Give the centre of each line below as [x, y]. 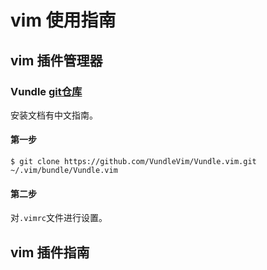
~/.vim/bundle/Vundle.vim [64, 171]
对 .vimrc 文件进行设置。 [59, 218]
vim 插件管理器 [56, 60]
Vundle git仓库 [46, 91]
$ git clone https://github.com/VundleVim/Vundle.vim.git [133, 162]
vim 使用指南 [63, 20]
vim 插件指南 [50, 252]
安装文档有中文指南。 [54, 115]
